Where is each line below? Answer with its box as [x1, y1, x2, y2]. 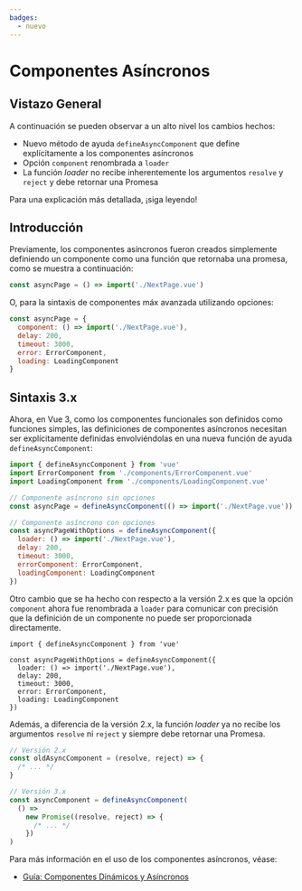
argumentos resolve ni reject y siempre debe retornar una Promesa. [9, 728, 266, 739]
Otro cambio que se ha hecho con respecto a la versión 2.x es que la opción [9, 593, 294, 604]
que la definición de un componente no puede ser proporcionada [9, 612, 252, 624]
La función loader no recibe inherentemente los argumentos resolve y [22, 166, 284, 177]
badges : [9, 13, 39, 23]
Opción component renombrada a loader [22, 157, 170, 168]
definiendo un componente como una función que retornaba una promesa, [9, 254, 288, 265]
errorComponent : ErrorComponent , [17, 559, 144, 569]
